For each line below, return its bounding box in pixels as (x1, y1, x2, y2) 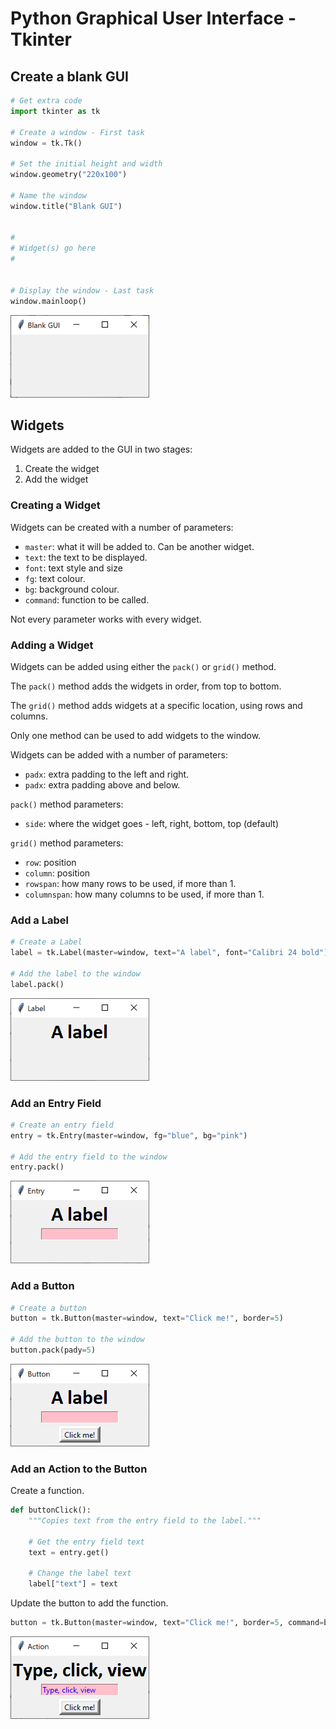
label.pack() (10, 979, 65, 989)
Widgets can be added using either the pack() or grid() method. (10, 660, 277, 672)
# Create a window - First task (10, 127, 145, 137)
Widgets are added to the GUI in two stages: (10, 443, 193, 456)
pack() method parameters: (10, 798, 124, 810)
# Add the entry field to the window (10, 1152, 168, 1162)
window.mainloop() (10, 296, 87, 306)
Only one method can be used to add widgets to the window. (10, 729, 262, 741)
